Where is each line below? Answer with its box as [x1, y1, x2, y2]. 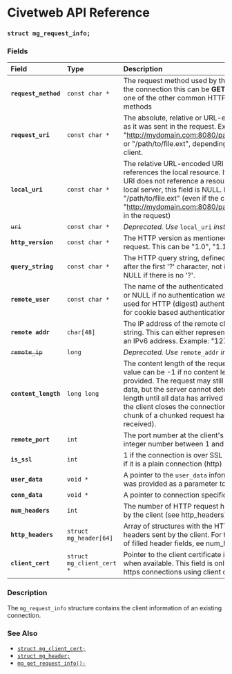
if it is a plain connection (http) [123, 459, 222, 468]
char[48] [66, 329, 96, 336]
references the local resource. [123, 167, 221, 177]
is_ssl [10, 455, 32, 464]
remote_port [10, 436, 50, 444]
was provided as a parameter [123, 479, 218, 489]
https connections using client [123, 567, 221, 577]
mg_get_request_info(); [17, 660, 86, 667]
